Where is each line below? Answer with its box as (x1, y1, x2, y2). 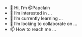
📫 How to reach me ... (9, 26, 56, 32)
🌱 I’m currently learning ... (9, 15, 63, 21)
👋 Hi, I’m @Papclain (9, 5, 50, 10)
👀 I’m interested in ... (9, 10, 52, 16)
